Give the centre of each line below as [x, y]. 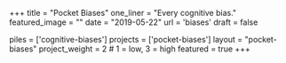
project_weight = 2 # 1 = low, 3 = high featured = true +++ [145, 49]
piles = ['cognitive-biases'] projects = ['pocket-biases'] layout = [126, 39]
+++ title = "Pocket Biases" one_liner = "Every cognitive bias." [123, 13]
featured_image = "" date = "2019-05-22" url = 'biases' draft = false [134, 22]
